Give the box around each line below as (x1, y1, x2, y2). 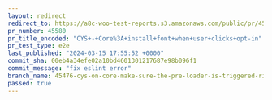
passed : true (7, 79, 52, 87)
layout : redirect (7, 11, 67, 20)
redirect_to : (7, 19, 52, 27)
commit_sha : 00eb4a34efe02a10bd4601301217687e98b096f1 (7, 57, 197, 65)
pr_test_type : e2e (7, 42, 70, 50)
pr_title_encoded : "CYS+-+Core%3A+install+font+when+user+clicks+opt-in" (7, 34, 263, 43)
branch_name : (7, 72, 52, 80)
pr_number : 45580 (7, 27, 67, 35)
